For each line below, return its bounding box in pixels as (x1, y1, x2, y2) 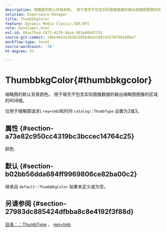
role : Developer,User (5, 26, 50, 31)
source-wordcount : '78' (5, 44, 54, 49)
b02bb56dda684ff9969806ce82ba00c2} (5, 170, 137, 178)
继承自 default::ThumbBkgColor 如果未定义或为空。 (5, 184, 109, 190)
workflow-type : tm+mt (5, 40, 50, 45)
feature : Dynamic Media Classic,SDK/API (5, 21, 90, 26)
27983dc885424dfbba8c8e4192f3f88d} (5, 208, 134, 216)
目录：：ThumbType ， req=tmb (5, 221, 71, 227)
